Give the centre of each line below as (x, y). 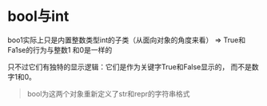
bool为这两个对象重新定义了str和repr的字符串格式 (108, 93)
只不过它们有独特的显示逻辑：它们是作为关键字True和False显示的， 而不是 (130, 67)
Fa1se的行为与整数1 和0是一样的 (60, 49)
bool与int (38, 16)
